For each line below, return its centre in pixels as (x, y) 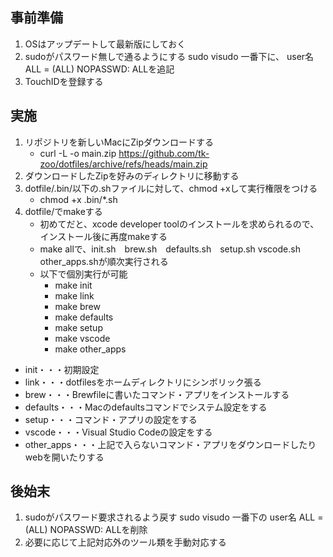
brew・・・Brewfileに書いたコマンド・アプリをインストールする (157, 394)
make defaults (84, 317)
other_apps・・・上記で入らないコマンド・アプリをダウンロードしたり (170, 444)
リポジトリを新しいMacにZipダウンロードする (119, 142)
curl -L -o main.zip (78, 153)
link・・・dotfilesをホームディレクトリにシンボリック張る (143, 382)
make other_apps (90, 349)
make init (73, 285)
